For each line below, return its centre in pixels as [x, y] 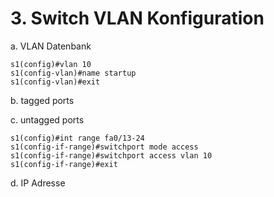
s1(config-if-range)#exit [64, 164]
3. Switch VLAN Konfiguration [137, 18]
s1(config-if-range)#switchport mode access [104, 147]
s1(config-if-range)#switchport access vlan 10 [111, 155]
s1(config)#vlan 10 [51, 64]
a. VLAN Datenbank [51, 46]
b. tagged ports [42, 100]
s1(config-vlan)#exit [55, 82]
